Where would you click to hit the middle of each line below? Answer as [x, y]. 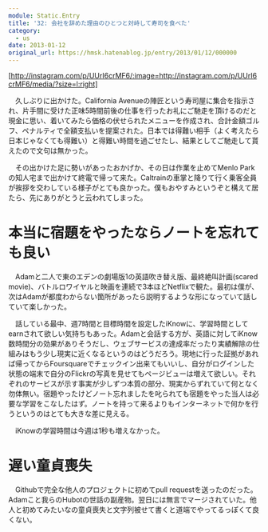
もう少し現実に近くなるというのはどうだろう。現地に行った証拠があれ [144, 354]
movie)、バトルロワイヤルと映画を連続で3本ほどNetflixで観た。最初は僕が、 [134, 286]
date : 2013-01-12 [37, 46]
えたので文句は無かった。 [50, 150]
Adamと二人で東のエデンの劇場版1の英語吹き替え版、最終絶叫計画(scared [136, 276]
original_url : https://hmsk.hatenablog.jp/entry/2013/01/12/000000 [123, 53]
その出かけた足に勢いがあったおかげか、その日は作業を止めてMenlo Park [135, 168]
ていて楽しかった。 [40, 306]
